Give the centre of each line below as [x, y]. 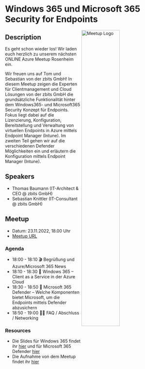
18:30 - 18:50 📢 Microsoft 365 [42, 287]
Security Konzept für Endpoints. [37, 110]
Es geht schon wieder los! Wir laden [41, 49]
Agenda [15, 249]
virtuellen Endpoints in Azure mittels [41, 130]
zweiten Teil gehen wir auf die [35, 141]
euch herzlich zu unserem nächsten [41, 54]
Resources [18, 330]
